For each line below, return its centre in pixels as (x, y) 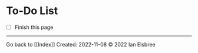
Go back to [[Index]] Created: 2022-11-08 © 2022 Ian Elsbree (81, 44)
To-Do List (32, 11)
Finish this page (34, 27)
